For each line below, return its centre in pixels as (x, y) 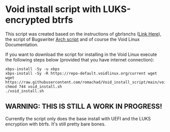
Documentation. (22, 44)
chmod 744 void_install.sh (34, 87)
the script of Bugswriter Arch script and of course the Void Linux (73, 39)
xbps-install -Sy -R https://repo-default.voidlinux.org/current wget (81, 73)
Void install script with (53, 9)
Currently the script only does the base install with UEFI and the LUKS (78, 118)
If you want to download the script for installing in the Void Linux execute (81, 54)
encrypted (28, 20)
